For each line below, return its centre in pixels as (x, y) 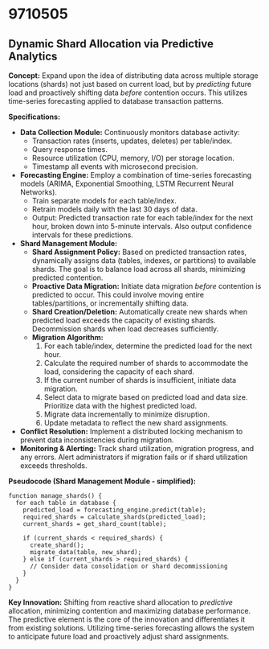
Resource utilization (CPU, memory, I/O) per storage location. (133, 158)
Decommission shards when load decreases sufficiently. (125, 329)
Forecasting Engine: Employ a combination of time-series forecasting (136, 175)
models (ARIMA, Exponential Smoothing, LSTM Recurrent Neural (127, 183)
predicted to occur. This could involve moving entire (118, 295)
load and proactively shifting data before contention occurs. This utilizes (128, 92)
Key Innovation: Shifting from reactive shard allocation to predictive (120, 602)
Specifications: (35, 117)
